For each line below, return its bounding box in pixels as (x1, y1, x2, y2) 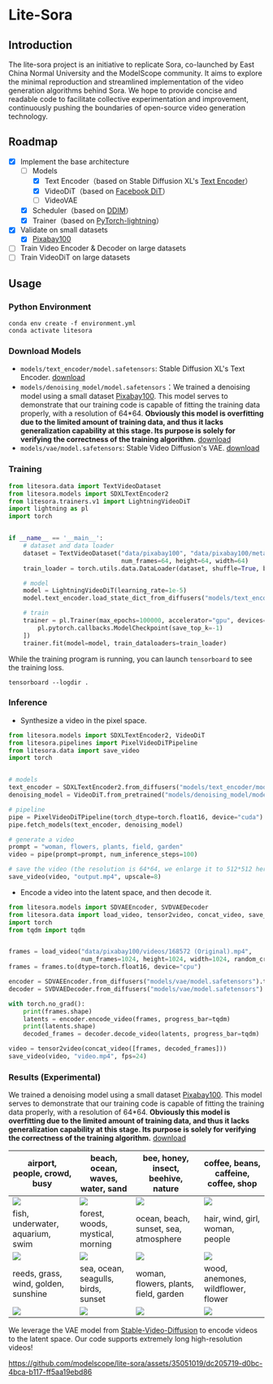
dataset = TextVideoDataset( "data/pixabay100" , (23, 549, 187, 557)
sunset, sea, (135, 1223, 182, 1234)
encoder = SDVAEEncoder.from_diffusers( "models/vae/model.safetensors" (8, 978, 256, 986)
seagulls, (80, 1273, 115, 1285)
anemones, (204, 1273, 246, 1285)
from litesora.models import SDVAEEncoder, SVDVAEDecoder (8, 903, 209, 911)
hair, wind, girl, (204, 1213, 260, 1225)
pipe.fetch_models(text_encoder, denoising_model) (8, 820, 184, 829)
